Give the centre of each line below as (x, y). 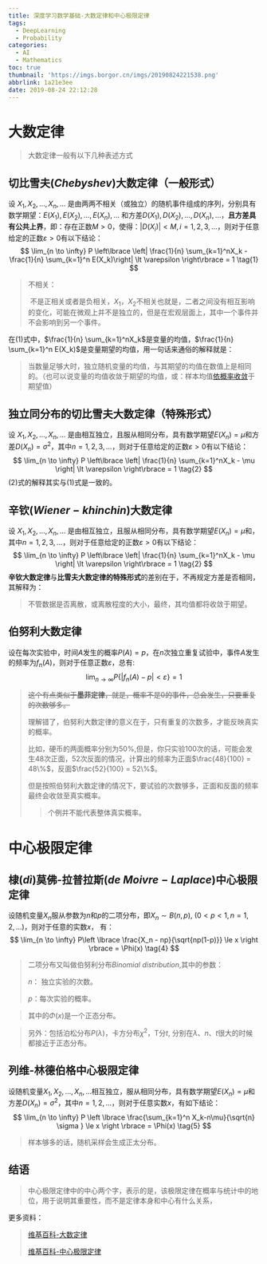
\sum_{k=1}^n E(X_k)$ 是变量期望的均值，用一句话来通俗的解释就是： (121, 350)
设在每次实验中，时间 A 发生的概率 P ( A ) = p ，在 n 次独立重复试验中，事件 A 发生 (134, 652)
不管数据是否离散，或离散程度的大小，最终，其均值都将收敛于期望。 (139, 604)
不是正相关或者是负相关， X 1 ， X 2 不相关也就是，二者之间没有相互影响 (142, 302)
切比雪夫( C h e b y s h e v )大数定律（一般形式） (114, 183)
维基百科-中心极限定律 (65, 1251)
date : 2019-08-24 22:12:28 (53, 90)
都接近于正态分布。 (59, 1043)
